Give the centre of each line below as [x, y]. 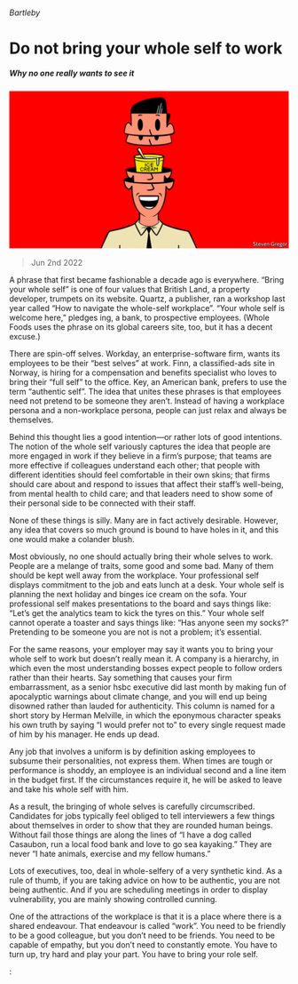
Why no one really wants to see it [72, 73]
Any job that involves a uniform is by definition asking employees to [132, 752]
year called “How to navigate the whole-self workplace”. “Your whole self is [147, 308]
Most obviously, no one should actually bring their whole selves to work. [141, 556]
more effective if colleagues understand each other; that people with [134, 466]
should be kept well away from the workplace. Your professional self [134, 576]
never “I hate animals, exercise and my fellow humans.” [110, 854]
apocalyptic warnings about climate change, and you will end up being [138, 697]
